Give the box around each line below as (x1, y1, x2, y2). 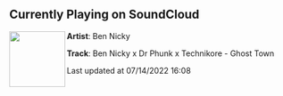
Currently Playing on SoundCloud (9, 7, 200, 22)
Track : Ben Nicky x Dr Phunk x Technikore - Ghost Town (66, 48, 275, 59)
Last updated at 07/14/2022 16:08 (66, 65, 192, 76)
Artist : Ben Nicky (66, 30, 131, 41)
